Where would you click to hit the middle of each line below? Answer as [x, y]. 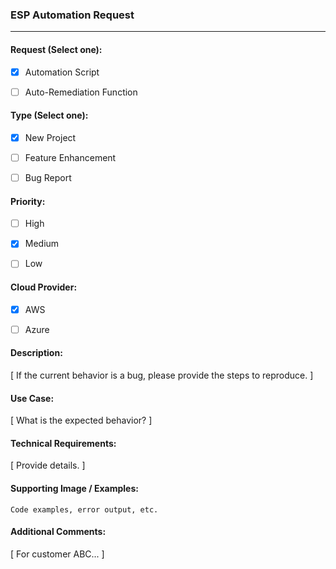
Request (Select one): [56, 49]
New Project [50, 137]
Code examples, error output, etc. [84, 509]
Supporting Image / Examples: [74, 488]
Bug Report [48, 177]
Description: [36, 353]
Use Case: [32, 398]
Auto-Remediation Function [81, 92]
